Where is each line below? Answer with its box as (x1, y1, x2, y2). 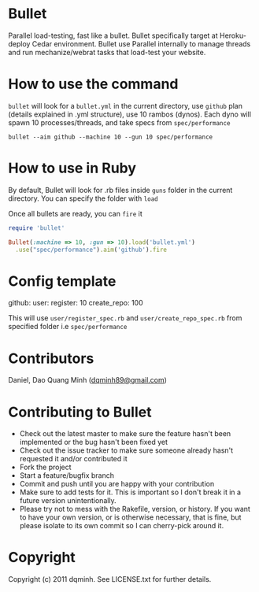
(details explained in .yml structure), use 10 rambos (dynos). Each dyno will (8, 109, 252, 119)
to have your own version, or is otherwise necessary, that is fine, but (19, 512, 242, 522)
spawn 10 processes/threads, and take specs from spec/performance (8, 117, 231, 127)
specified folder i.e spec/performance (8, 322, 128, 331)
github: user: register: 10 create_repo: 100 (8, 298, 143, 308)
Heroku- (219, 31, 246, 40)
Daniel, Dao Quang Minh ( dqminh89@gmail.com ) (8, 376, 168, 385)
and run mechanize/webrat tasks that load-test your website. (8, 47, 206, 57)
